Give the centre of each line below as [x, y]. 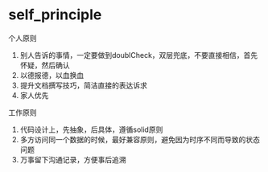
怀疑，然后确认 [45, 65]
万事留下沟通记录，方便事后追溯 [73, 159]
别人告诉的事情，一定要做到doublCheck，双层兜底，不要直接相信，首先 [139, 55]
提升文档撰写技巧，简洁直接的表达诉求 [83, 85]
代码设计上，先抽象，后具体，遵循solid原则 [91, 129]
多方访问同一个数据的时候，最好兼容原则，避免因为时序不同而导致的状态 [140, 139]
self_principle [55, 15]
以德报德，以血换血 [52, 75]
